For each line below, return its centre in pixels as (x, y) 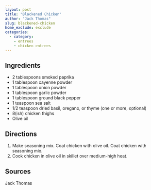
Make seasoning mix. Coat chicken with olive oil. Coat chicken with (79, 146)
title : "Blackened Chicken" (34, 14)
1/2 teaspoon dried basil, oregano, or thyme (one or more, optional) (79, 108)
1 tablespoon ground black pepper (46, 98)
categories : (17, 32)
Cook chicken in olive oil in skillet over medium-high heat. (70, 156)
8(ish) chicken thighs (33, 114)
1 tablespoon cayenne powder (42, 82)
